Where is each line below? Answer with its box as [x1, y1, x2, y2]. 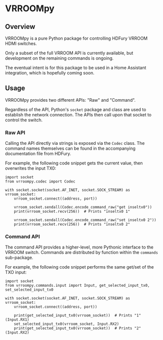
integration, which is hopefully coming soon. [5, 70, 94, 76]
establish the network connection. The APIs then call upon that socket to [5, 112, 152, 117]
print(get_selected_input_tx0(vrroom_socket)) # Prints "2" [14, 326, 141, 331]
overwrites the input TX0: [5, 165, 56, 171]
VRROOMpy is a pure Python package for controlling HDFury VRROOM [5, 35, 148, 41]
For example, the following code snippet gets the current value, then [5, 160, 143, 166]
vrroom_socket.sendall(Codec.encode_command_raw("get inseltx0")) [14, 205, 152, 210]
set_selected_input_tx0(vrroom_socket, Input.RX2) [14, 321, 119, 327]
